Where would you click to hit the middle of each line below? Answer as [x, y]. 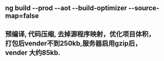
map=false [22, 16]
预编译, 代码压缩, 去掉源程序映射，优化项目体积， [80, 34]
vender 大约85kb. [33, 52]
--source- [144, 8]
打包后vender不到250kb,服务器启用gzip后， [73, 43]
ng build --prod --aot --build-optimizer [66, 8]
